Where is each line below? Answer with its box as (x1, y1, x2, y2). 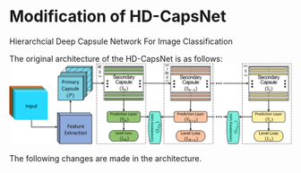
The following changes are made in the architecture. (9, 152, 202, 163)
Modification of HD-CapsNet (9, 6, 227, 27)
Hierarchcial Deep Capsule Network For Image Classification (9, 36, 233, 47)
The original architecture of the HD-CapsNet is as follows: (9, 53, 223, 64)
